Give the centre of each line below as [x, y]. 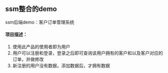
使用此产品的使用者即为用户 [41, 47]
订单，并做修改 [28, 59]
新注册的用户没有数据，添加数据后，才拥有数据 [61, 66]
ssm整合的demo [31, 9]
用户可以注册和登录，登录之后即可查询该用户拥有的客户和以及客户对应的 [88, 53]
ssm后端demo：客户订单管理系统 [40, 22]
